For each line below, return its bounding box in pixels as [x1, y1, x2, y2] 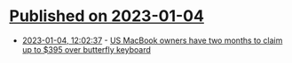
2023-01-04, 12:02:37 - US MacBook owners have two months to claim [21, 35, 283, 45]
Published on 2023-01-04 [9, 6, 204, 26]
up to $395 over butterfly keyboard [21, 44, 151, 54]
